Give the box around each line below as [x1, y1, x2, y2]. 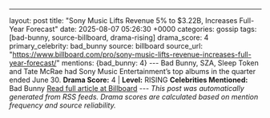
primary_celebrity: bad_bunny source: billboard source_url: [9, 41, 204, 50]
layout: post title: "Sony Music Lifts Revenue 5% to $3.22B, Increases [9, 16, 238, 25]
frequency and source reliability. [9, 100, 116, 110]
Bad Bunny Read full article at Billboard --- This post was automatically [9, 84, 245, 92]
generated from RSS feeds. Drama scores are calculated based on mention [9, 92, 259, 101]
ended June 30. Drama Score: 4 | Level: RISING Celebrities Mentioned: [9, 75, 248, 85]
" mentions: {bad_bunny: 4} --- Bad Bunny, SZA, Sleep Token [56, 58, 259, 68]
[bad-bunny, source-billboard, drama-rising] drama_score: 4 [9, 33, 209, 42]
